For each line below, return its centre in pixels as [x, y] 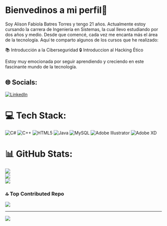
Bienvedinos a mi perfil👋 [56, 10]
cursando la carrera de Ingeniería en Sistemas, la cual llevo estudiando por [82, 29]
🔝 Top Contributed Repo [35, 194]
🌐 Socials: [21, 83]
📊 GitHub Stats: [39, 154]
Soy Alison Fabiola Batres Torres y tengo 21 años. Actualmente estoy [75, 24]
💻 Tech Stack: [36, 115]
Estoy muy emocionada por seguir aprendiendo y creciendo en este [75, 61]
